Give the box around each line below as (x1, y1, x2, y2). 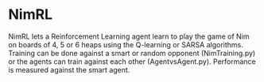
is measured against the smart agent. (8, 65, 130, 74)
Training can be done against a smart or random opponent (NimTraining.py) (8, 48, 256, 58)
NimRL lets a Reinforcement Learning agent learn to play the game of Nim (8, 32, 250, 41)
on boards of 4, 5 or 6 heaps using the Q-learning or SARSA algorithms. (8, 39, 244, 49)
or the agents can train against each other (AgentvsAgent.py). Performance (8, 57, 256, 66)
